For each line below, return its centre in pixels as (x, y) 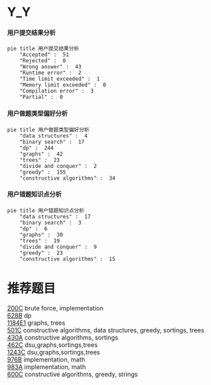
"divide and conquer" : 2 (58, 166)
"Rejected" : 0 (43, 61)
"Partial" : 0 (41, 97)
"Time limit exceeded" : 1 (60, 79)
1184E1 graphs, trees (36, 323)
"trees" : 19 (40, 241)
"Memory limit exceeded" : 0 (63, 85)
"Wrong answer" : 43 (50, 67)
